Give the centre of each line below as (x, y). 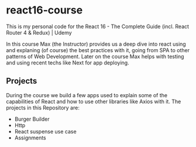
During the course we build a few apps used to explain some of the (87, 95)
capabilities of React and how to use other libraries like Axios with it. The (94, 101)
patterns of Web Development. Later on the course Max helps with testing (95, 56)
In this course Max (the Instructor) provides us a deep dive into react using (96, 44)
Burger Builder (32, 119)
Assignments (30, 138)
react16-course (44, 10)
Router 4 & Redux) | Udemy (39, 32)
